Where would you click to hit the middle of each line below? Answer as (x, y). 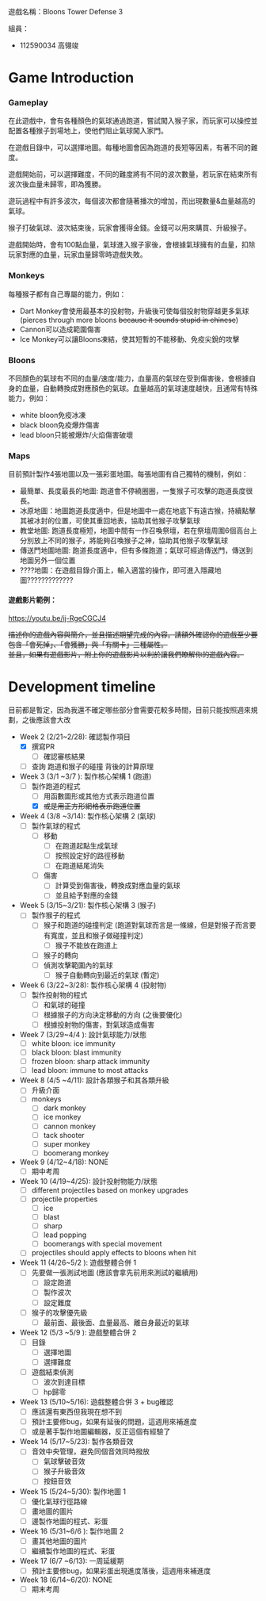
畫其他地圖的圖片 (59, 1541)
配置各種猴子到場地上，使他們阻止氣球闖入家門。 (88, 131)
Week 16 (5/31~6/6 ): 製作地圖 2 (72, 1531)
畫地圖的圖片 (52, 1511)
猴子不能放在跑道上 (87, 945)
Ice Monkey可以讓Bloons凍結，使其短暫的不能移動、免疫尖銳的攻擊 (129, 339)
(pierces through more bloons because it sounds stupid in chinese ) (129, 320)
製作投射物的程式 (59, 994)
